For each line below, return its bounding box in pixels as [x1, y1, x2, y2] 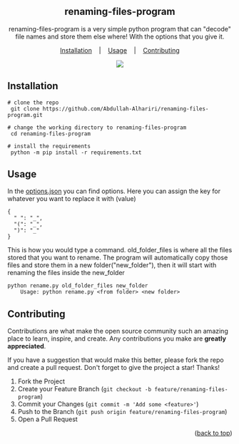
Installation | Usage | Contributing [60, 46, 180, 54]
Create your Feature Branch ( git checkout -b [17, 385, 152, 393]
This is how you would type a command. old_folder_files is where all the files [7, 246, 233, 254]
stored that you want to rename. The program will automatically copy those [7, 253, 228, 262]
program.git [7, 111, 43, 118]
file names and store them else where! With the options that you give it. [15, 32, 225, 41]
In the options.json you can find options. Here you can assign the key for [7, 187, 221, 195]
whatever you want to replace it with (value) [7, 195, 137, 203]
